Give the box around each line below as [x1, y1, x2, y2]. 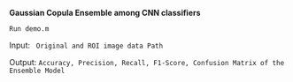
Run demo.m [9, 25, 50, 34]
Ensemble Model [9, 66, 66, 75]
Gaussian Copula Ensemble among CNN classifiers [9, 8, 201, 18]
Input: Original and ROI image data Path [9, 40, 164, 50]
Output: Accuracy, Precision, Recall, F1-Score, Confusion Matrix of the [9, 57, 285, 67]
